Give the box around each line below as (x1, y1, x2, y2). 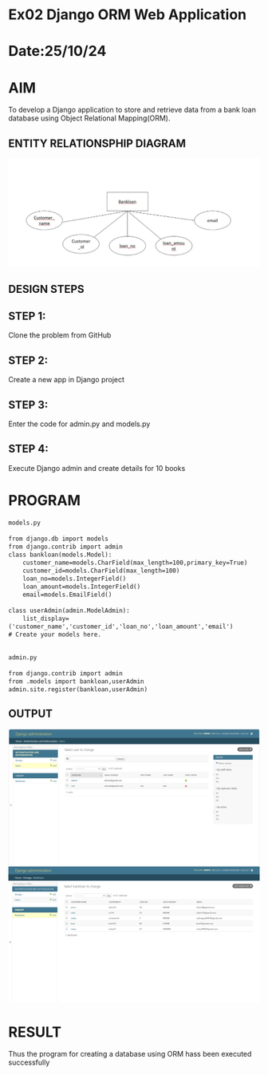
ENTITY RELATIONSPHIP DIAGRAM (8, 136, 186, 150)
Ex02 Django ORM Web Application (8, 6, 247, 24)
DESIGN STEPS (8, 282, 85, 296)
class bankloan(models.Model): (8, 551, 112, 559)
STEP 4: (8, 442, 49, 456)
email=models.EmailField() (22, 591, 112, 599)
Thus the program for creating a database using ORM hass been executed (8, 1049, 252, 1059)
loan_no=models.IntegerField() (22, 575, 127, 583)
